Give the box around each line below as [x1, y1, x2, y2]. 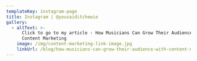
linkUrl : [16, 46, 38, 52]
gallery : [6, 19, 28, 25]
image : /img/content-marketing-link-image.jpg [16, 41, 133, 47]
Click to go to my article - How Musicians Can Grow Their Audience [21, 30, 193, 36]
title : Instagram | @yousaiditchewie [6, 14, 98, 20]
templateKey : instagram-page [6, 8, 77, 15]
